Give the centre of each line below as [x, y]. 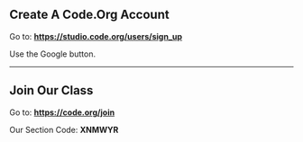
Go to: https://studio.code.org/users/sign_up [96, 36]
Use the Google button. [53, 54]
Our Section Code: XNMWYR [64, 129]
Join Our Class [51, 90]
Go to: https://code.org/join [62, 112]
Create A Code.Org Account [89, 15]
